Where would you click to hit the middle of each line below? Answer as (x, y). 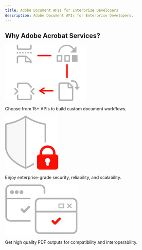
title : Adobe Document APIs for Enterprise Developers (62, 10)
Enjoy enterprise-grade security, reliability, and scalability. (63, 178)
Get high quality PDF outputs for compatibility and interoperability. (71, 242)
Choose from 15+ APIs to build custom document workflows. (66, 109)
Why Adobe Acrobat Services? (53, 36)
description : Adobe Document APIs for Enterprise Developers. (69, 15)
